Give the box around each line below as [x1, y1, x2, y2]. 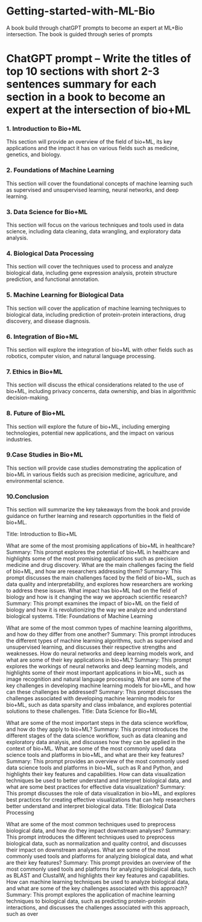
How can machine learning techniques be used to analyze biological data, [6, 879, 190, 886]
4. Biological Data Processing [6, 249, 94, 257]
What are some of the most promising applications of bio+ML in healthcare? [6, 542, 195, 549]
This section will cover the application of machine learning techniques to [6, 305, 187, 312]
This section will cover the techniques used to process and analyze [6, 263, 174, 270]
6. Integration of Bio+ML [6, 332, 79, 341]
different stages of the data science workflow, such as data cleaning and [6, 732, 187, 739]
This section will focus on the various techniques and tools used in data [6, 221, 184, 229]
